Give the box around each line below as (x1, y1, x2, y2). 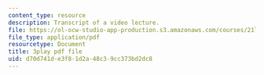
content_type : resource (8, 11, 86, 20)
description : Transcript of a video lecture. (8, 19, 159, 27)
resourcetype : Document (8, 41, 86, 48)
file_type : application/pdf (8, 33, 101, 41)
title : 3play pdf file (8, 48, 82, 55)
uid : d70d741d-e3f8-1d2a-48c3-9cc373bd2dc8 (8, 55, 153, 63)
